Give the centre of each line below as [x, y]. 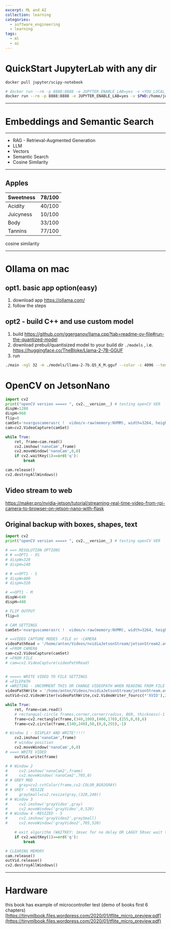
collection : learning [28, 15]
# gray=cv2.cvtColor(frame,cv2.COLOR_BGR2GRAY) [61, 785]
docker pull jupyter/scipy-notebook [44, 82]
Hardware [26, 891]
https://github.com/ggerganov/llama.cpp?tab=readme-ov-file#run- [94, 334]
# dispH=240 [18, 564]
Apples [17, 183]
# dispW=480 [18, 578]
